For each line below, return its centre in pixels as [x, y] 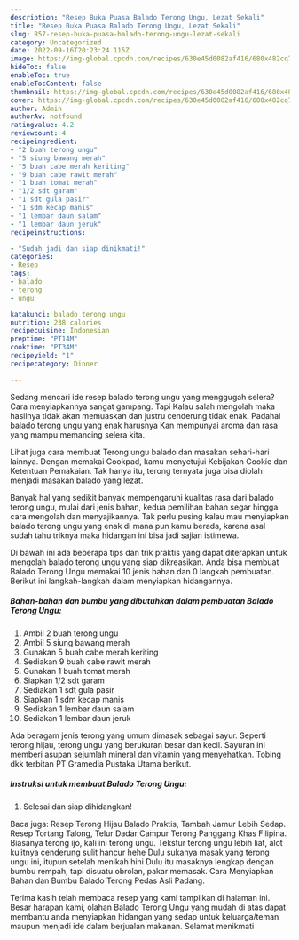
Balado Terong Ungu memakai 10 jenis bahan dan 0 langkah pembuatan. [142, 571]
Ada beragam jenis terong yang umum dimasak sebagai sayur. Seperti [138, 735]
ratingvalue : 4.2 [42, 125]
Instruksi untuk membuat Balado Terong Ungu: [98, 784]
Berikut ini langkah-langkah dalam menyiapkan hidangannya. [122, 581]
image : [22, 59]
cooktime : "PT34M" [44, 348]
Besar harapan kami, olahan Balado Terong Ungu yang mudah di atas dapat [148, 907]
